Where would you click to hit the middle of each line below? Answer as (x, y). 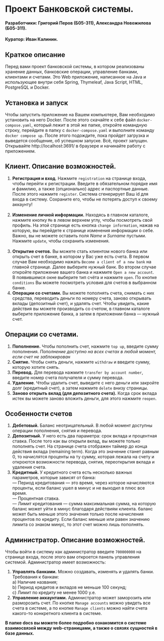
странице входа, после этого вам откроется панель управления (72, 557)
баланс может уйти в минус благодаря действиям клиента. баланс (82, 509)
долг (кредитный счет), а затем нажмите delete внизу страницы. (80, 388)
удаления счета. (29, 467)
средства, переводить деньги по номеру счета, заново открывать (82, 298)
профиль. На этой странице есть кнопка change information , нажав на (85, 225)
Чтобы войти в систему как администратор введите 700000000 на (73, 552)
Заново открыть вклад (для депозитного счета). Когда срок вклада (84, 393)
